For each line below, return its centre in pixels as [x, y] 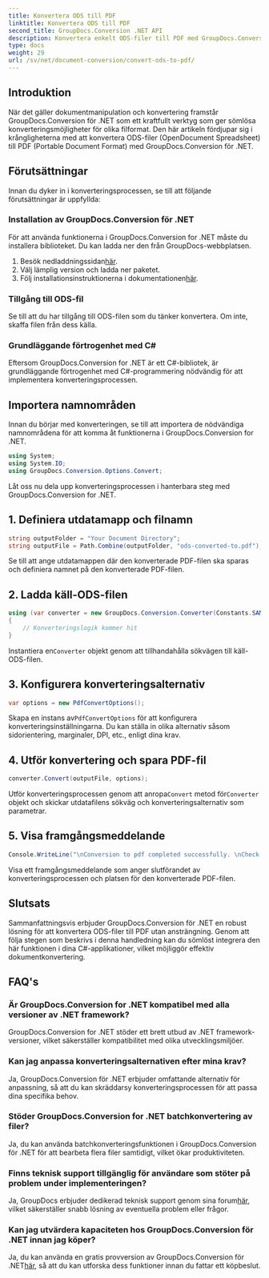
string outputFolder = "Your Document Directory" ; [94, 538]
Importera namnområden [72, 405]
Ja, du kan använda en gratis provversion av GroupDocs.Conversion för [126, 1257]
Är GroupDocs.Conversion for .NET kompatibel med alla [119, 1004]
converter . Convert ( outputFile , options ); [78, 779]
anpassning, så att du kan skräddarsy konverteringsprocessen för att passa [133, 1087]
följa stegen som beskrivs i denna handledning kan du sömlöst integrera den [134, 939]
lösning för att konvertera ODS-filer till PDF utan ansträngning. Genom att [129, 931]
